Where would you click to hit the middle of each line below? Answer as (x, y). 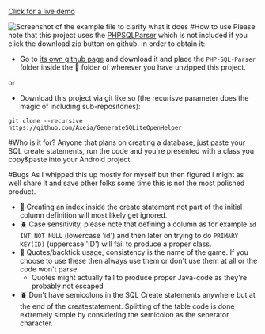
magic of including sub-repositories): (80, 106)
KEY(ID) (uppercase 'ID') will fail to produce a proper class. (115, 244)
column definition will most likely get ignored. (93, 215)
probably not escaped (68, 286)
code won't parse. (49, 269)
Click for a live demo (42, 11)
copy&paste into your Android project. (70, 159)
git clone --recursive (45, 121)
